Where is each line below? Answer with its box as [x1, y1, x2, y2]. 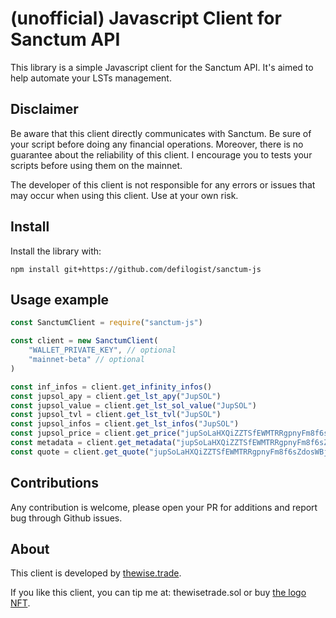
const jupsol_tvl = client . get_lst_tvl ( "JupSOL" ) [10, 410, 222, 420]
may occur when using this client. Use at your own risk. [10, 189, 239, 201]
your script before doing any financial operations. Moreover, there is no [10, 138, 304, 150]
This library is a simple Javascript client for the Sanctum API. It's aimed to [10, 61, 314, 73]
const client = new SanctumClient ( [10, 336, 159, 346]
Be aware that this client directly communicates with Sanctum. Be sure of [10, 127, 312, 139]
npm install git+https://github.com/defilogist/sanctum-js [10, 264, 262, 274]
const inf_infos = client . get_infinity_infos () [10, 382, 213, 392]
